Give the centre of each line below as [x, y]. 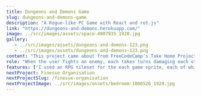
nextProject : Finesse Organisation [51, 73]
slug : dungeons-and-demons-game [46, 17]
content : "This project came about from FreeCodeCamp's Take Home [91, 56]
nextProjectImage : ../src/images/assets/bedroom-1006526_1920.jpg [91, 84]
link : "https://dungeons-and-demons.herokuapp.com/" [73, 28]
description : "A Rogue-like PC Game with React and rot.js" [83, 23]
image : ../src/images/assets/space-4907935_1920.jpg [73, 34]
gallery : [17, 39]
